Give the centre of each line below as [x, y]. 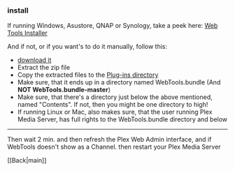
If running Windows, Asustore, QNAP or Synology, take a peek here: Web [113, 26]
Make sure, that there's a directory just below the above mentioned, [115, 97]
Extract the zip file [44, 68]
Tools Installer [27, 33]
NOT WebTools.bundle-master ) [64, 90]
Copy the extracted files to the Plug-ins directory [88, 75]
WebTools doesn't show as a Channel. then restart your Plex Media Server [114, 147]
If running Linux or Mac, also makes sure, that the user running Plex [115, 112]
